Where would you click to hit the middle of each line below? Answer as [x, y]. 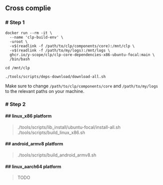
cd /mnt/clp [17, 68]
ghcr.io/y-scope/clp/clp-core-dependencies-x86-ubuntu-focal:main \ [82, 54]
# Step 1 [15, 22]
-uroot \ [19, 41]
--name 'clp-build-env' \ [37, 37]
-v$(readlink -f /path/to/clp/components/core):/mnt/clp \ [72, 46]
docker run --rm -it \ [29, 33]
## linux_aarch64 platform [33, 166]
